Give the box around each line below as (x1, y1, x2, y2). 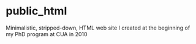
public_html (6, 4, 67, 18)
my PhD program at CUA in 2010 (6, 30, 88, 37)
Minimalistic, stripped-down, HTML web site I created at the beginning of (6, 24, 190, 31)
